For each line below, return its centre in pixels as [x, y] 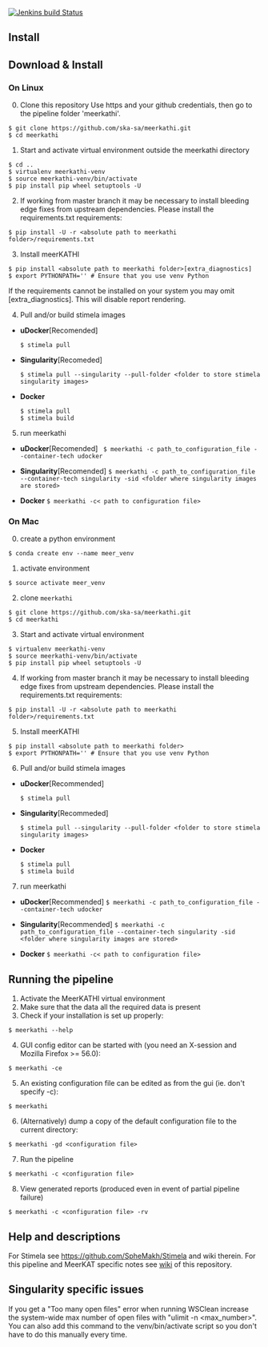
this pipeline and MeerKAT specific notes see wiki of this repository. [120, 1264]
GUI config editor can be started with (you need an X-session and [128, 1045]
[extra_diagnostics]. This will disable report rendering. [97, 300]
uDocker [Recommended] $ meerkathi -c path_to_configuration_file [136, 902]
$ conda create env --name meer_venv [71, 554]
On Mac [24, 521]
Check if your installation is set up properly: [92, 1016]
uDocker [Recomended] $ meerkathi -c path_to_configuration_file [135, 449]
